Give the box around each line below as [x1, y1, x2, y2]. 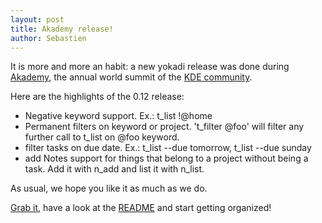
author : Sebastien [10, 33, 87, 43]
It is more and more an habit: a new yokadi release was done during [10, 61, 290, 73]
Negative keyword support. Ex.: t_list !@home [24, 110, 213, 122]
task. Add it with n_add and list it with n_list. [24, 163, 205, 175]
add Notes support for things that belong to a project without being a [24, 152, 309, 165]
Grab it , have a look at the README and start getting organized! [10, 202, 272, 214]
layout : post [10, 14, 65, 25]
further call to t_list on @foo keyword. [24, 131, 180, 143]
